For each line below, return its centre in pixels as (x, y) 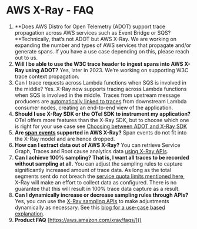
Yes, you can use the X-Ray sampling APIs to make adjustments (92, 201)
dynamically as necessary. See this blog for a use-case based (90, 207)
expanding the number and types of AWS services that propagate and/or (103, 45)
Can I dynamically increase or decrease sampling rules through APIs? (101, 195)
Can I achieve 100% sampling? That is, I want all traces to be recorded (102, 157)
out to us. (26, 58)
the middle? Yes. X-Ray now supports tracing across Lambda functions (101, 89)
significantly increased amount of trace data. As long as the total (93, 170)
